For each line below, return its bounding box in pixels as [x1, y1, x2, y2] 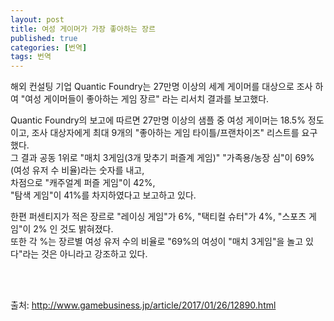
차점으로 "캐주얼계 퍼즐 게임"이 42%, [10, 177, 156, 189]
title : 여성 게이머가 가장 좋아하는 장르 [10, 24, 156, 34]
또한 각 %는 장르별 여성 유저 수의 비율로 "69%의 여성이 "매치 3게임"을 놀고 [10, 236, 304, 248]
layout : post [10, 14, 65, 25]
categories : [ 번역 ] [10, 42, 88, 53]
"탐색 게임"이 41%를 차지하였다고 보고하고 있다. [10, 189, 197, 201]
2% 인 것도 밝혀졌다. [33, 223, 114, 235]
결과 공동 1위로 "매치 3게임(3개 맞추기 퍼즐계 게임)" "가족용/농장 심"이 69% [20, 152, 315, 164]
